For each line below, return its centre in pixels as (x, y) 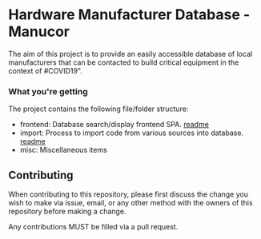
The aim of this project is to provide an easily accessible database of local (130, 54)
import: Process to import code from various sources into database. (132, 133)
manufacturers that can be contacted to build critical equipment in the (124, 62)
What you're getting (48, 91)
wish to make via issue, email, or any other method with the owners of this (131, 203)
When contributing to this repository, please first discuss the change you (128, 194)
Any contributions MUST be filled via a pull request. (93, 227)
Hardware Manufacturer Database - (129, 15)
